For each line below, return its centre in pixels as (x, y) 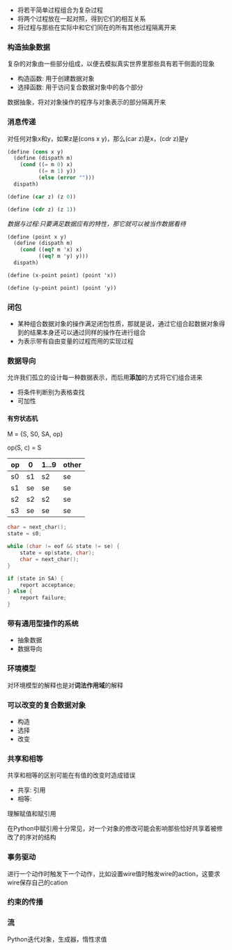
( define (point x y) (37, 237)
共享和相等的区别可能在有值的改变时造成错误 (71, 775)
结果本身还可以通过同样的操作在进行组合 (88, 332)
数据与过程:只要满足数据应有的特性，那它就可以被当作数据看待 (97, 223)
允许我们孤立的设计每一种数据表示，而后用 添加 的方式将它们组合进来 (105, 378)
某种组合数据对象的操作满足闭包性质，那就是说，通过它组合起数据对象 (118, 323)
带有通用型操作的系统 (43, 623)
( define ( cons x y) (36, 151)
